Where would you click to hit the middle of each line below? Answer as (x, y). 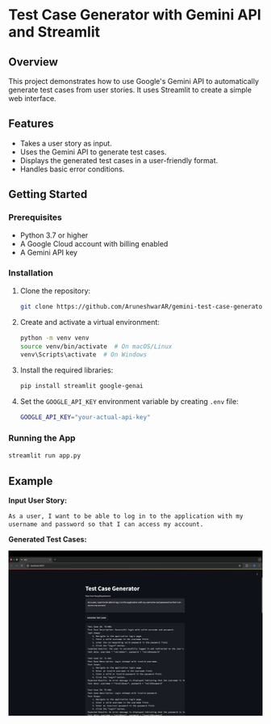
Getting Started (48, 194)
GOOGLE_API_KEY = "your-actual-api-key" (85, 418)
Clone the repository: (55, 290)
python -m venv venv (54, 338)
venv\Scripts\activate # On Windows (83, 355)
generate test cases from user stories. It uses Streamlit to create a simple (130, 90)
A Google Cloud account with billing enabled (94, 243)
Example (31, 481)
